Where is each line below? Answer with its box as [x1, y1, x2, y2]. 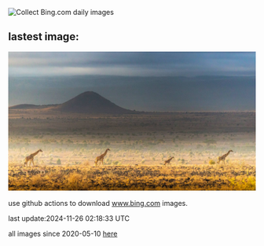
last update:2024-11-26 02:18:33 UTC [8, 214, 130, 223]
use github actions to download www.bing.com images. [8, 199, 189, 208]
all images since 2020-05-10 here [8, 229, 118, 239]
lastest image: [8, 30, 79, 43]
